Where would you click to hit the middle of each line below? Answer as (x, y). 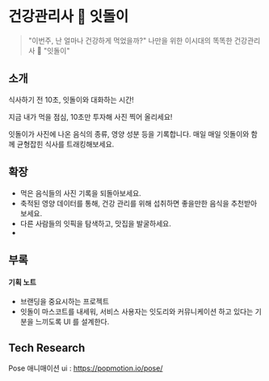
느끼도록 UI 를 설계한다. (72, 322)
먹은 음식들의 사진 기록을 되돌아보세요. (80, 193)
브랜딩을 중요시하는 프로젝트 (65, 302)
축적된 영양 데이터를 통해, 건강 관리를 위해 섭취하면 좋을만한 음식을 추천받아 (139, 203)
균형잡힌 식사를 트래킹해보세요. (65, 144)
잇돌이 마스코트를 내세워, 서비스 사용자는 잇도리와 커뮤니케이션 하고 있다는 (137, 311)
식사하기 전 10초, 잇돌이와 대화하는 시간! (71, 99)
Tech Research (47, 347)
